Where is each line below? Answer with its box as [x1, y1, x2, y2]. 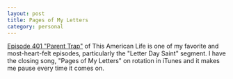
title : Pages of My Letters [7, 17, 89, 24]
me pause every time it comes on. [7, 64, 104, 73]
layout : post [7, 10, 45, 17]
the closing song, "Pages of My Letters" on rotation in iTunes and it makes [7, 57, 220, 65]
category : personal [7, 23, 64, 30]
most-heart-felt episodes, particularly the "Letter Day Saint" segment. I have [7, 49, 226, 58]
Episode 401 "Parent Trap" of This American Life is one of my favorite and [7, 42, 219, 51]
